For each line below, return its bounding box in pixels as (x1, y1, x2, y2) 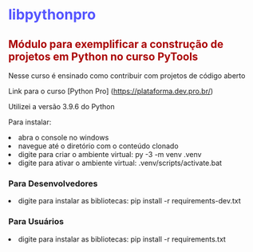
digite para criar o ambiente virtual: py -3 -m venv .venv (18, 150, 202, 159)
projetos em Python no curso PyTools (8, 49, 199, 63)
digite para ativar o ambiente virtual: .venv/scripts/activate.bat (18, 158, 222, 167)
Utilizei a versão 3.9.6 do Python (8, 102, 115, 111)
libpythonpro (8, 6, 97, 24)
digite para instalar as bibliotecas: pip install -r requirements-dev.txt (18, 196, 241, 206)
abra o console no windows (18, 133, 109, 142)
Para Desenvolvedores (8, 178, 98, 189)
